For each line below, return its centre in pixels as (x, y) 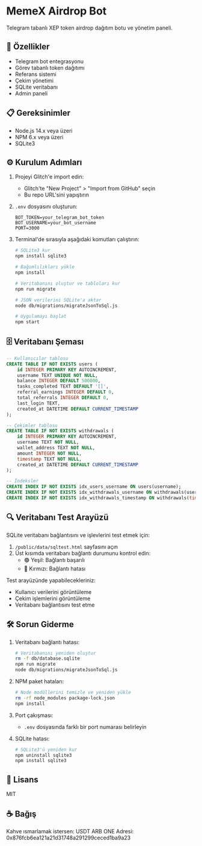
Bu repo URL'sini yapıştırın (56, 195)
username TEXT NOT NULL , (48, 442)
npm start (27, 322)
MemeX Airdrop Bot (57, 11)
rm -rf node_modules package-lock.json (65, 698)
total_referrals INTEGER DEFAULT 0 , (63, 398)
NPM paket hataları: (39, 681)
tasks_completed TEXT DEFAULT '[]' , (63, 387)
